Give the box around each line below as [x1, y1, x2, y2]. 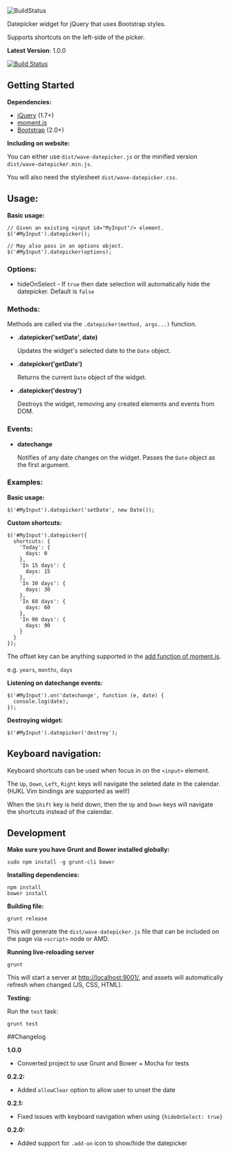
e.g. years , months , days [7, 665, 73, 673]
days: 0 [25, 550, 48, 556]
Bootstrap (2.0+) [16, 126, 65, 134]
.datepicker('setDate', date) [16, 333, 98, 341]
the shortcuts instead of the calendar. [7, 807, 113, 815]
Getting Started [7, 80, 75, 91]
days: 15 [25, 567, 51, 575]
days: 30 [25, 586, 51, 593]
